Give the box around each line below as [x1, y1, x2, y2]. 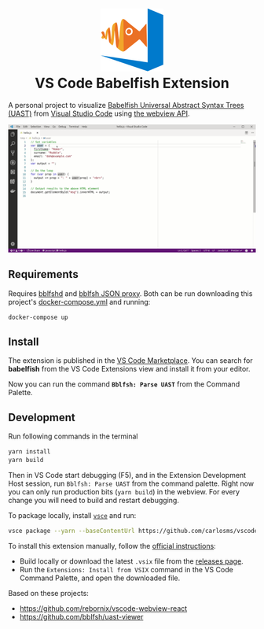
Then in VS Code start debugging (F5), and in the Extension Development [8, 470, 246, 479]
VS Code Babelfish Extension [35, 75, 229, 92]
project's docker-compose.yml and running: [8, 297, 151, 306]
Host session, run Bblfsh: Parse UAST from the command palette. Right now [8, 479, 254, 488]
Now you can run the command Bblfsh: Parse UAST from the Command [8, 379, 240, 389]
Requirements [8, 268, 79, 281]
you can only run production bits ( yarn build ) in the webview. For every [8, 487, 240, 496]
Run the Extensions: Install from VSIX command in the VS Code [19, 564, 233, 574]
